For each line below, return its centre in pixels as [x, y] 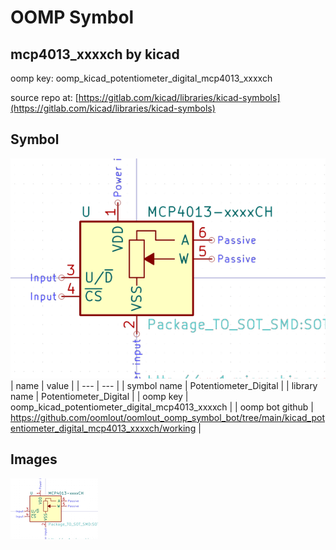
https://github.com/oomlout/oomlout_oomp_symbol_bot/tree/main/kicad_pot [167, 417]
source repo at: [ [44, 97]
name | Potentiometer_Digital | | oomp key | [99, 396]
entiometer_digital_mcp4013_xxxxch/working [103, 428]
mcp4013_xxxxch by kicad [95, 54]
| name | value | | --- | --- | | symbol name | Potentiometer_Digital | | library [164, 385]
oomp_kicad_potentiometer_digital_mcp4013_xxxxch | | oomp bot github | [162, 407]
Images [34, 459]
